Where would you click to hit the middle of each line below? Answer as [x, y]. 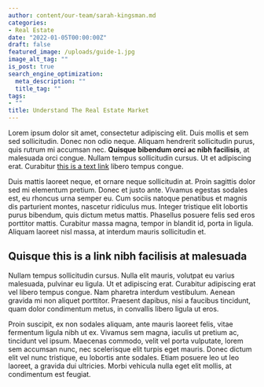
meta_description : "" [51, 81]
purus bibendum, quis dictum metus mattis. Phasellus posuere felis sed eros [132, 215]
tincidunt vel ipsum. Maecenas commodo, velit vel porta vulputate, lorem [126, 341]
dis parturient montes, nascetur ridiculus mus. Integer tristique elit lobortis [128, 206]
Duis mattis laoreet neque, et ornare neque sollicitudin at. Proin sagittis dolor [132, 181]
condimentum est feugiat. [50, 374]
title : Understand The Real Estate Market [79, 111]
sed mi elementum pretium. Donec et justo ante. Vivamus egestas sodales [128, 190]
